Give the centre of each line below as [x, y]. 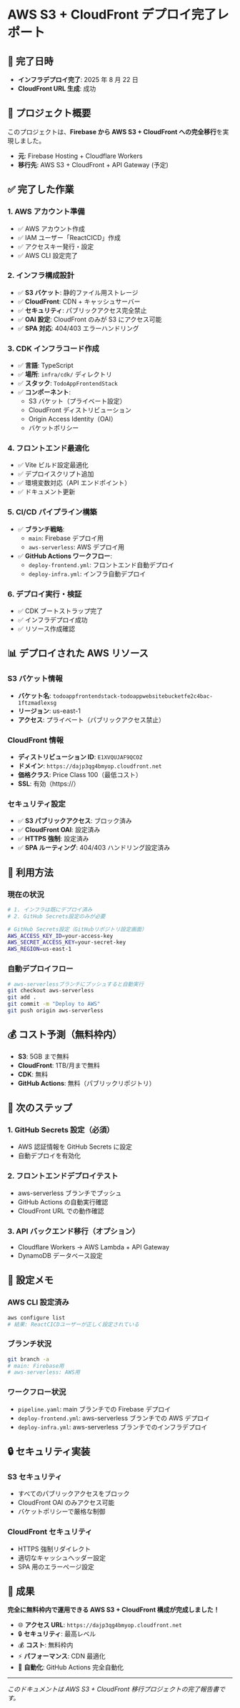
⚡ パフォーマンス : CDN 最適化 [61, 1656]
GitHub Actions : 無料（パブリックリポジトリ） [86, 1083]
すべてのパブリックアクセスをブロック [74, 1494]
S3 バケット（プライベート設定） [77, 401]
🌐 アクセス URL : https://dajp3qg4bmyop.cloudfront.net [100, 1625]
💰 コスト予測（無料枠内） [65, 1035]
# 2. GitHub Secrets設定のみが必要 [56, 916]
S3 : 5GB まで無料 [43, 1056]
